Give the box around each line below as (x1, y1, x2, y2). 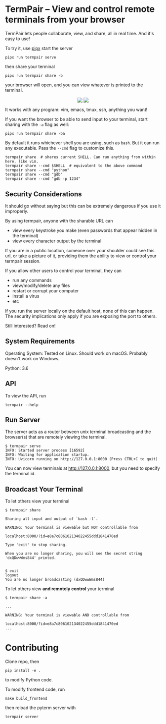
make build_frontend (5, 696, 48, 701)
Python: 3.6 (5, 365, 29, 371)
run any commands (12, 277, 52, 283)
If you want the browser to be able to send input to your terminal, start (5, 116, 148, 122)
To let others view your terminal (5, 498, 70, 504)
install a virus (12, 293, 40, 299)
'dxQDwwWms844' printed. (5, 556, 56, 560)
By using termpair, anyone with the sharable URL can (5, 218, 113, 223)
